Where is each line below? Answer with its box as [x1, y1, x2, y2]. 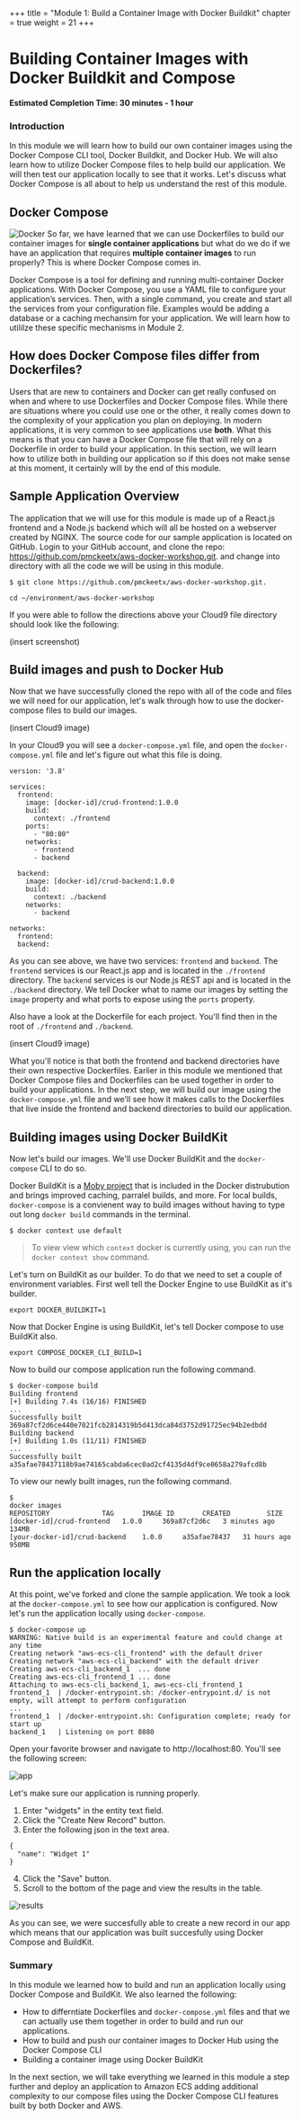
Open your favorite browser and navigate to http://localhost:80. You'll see [9, 1743, 281, 1754]
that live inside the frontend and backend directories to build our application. [9, 1103, 293, 1114]
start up [9, 1720, 42, 1729]
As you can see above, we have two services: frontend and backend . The [9, 956, 279, 966]
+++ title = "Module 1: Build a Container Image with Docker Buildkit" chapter [9, 8, 291, 18]
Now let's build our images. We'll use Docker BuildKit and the [9, 1154, 236, 1164]
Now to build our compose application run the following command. [9, 1364, 256, 1375]
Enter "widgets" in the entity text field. [22, 1805, 164, 1816]
